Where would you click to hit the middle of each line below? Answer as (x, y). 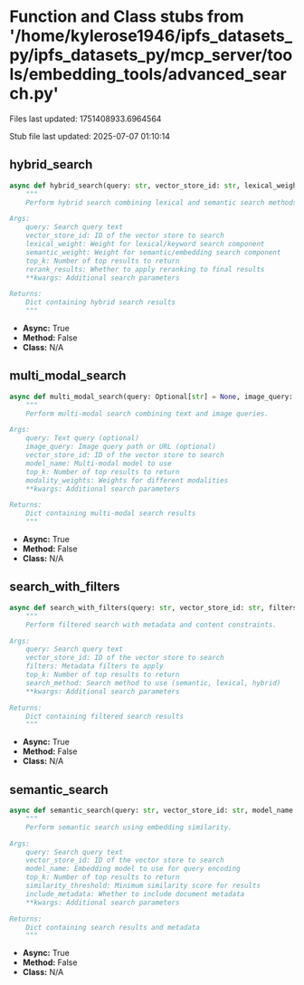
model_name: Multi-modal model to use (99, 464)
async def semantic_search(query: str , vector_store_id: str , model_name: (153, 811)
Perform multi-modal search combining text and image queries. (147, 414)
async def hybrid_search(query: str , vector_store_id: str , (125, 186)
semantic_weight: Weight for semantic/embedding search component (153, 252)
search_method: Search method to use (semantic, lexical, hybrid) (153, 683)
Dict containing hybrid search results (101, 302)
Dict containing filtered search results (104, 716)
